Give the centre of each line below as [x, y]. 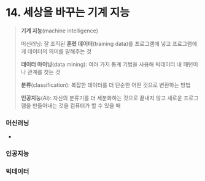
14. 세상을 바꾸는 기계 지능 [68, 13]
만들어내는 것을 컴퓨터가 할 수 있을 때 [76, 105]
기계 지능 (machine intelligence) [60, 31]
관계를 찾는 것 [44, 72]
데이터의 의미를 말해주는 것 [59, 51]
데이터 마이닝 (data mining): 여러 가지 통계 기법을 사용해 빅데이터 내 [101, 64]
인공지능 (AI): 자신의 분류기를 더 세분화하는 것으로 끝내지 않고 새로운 [101, 98]
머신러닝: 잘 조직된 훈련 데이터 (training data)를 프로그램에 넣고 [96, 43]
